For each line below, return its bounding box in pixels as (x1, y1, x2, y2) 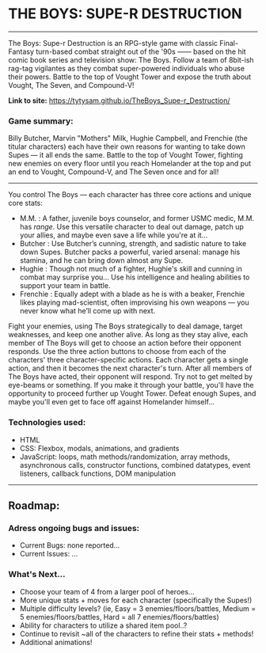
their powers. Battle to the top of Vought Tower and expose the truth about (8, 72, 252, 82)
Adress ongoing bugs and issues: (8, 522, 140, 533)
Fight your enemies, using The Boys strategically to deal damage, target (8, 321, 243, 331)
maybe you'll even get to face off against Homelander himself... (8, 397, 215, 407)
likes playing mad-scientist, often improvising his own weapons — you (19, 298, 249, 307)
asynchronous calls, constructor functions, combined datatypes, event (19, 460, 251, 469)
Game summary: (8, 116, 74, 127)
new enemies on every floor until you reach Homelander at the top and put (8, 159, 252, 169)
